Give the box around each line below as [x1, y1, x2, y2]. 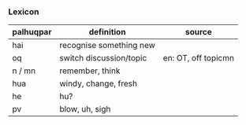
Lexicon [8, 6, 39, 17]
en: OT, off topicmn [162, 53, 235, 64]
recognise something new [58, 40, 156, 51]
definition [88, 27, 126, 38]
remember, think [58, 65, 121, 76]
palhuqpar [12, 27, 52, 38]
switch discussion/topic [58, 53, 147, 64]
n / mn [12, 65, 36, 76]
